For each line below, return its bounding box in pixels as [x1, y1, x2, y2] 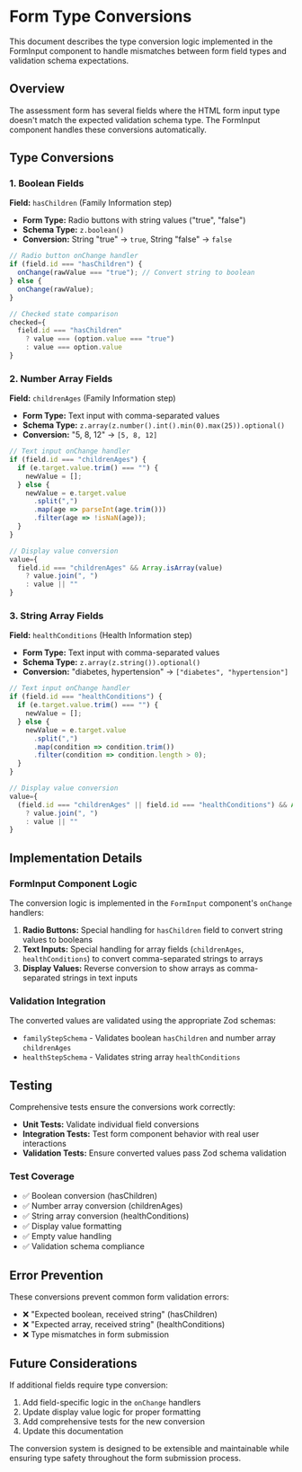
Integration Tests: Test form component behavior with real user [22, 1129, 260, 1139]
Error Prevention [9, 1267, 103, 1282]
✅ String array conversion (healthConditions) [22, 1210, 190, 1221]
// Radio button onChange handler [9, 252, 139, 261]
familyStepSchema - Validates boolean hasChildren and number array [22, 1033, 276, 1043]
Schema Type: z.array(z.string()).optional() [22, 657, 200, 668]
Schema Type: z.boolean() [22, 225, 124, 235]
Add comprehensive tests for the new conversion [22, 1416, 205, 1426]
